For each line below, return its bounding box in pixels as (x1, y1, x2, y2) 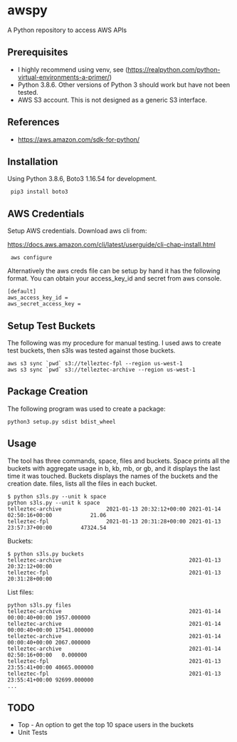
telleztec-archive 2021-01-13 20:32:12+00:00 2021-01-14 (7, 505, 221, 513)
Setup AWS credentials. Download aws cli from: (7, 226, 147, 235)
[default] (7, 288, 37, 296)
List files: (7, 587, 34, 596)
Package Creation (7, 385, 88, 397)
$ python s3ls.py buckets (7, 550, 84, 558)
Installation (7, 155, 58, 167)
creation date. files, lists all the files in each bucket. (7, 479, 158, 488)
